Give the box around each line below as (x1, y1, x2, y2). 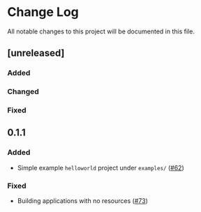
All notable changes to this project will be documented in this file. (7, 27, 195, 35)
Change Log (7, 4, 79, 20)
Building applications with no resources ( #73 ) (17, 197, 148, 205)
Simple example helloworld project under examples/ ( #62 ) (17, 163, 184, 172)
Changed (7, 87, 40, 97)
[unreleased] (7, 47, 65, 59)
